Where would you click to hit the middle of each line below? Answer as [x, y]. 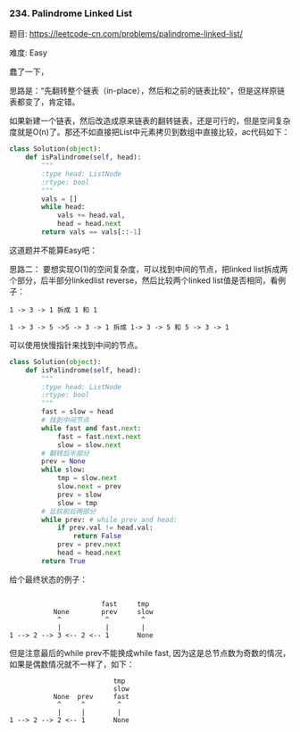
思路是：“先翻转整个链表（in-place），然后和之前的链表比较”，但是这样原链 [147, 91]
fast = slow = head [78, 412]
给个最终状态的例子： [48, 579]
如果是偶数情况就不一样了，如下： [72, 664]
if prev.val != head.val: [105, 528]
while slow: [64, 470]
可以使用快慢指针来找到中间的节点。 [76, 345]
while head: [64, 207]
